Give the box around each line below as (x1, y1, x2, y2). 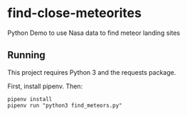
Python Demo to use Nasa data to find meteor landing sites (7, 28, 181, 37)
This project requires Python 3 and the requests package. (7, 68, 176, 76)
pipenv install (7, 95, 53, 102)
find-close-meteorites (7, 5, 142, 21)
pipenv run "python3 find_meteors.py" (7, 102, 122, 109)
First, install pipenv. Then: (7, 82, 83, 90)
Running (7, 49, 46, 61)
